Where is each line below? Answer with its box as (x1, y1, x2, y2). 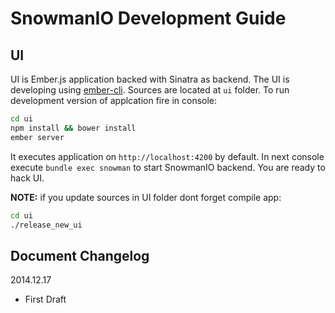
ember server (10, 132, 65, 142)
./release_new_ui (10, 220, 83, 230)
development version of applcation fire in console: (10, 95, 218, 106)
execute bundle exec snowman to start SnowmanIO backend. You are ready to (10, 161, 326, 173)
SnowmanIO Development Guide (10, 7, 287, 30)
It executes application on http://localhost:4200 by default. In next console (10, 150, 325, 162)
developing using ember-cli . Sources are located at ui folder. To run (10, 84, 290, 96)
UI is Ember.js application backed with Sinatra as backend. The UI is (10, 73, 290, 85)
